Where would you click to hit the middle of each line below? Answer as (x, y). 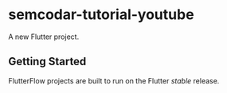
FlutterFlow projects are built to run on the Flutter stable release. (114, 80)
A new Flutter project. (44, 37)
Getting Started (47, 62)
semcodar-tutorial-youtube (101, 15)
